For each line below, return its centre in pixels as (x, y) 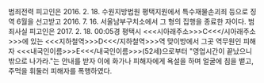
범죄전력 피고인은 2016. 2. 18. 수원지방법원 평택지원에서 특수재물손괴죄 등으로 (128, 11)
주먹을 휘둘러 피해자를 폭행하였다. (60, 71)
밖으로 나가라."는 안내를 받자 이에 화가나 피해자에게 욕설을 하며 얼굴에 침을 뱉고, (131, 61)
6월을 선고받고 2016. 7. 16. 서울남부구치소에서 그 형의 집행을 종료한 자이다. (132, 21)
